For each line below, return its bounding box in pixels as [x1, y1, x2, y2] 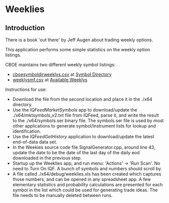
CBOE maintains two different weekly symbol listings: [5, 62, 116, 67]
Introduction [5, 24, 45, 32]
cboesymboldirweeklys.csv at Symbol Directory [12, 71, 112, 77]
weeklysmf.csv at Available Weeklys [12, 77, 88, 82]
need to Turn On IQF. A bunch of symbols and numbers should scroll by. [12, 166, 162, 171]
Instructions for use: [5, 86, 47, 92]
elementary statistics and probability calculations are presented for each [12, 182, 163, 187]
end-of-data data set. [12, 139, 57, 145]
